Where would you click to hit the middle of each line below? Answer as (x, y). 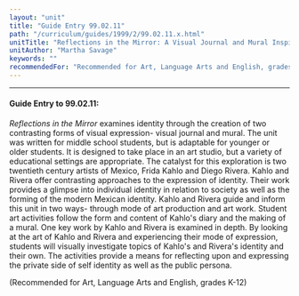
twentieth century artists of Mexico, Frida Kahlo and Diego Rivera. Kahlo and (149, 171)
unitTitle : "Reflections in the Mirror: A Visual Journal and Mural (139, 42)
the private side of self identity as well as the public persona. (121, 265)
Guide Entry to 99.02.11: (54, 104)
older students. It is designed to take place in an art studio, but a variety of (145, 152)
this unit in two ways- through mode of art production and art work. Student (148, 209)
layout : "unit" (37, 17)
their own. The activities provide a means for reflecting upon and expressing (149, 256)
